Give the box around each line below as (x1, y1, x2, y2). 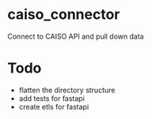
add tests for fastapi (18, 93, 85, 103)
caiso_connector (7, 6, 120, 24)
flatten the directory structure (18, 85, 116, 95)
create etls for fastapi (18, 102, 89, 111)
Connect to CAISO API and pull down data (7, 32, 144, 41)
